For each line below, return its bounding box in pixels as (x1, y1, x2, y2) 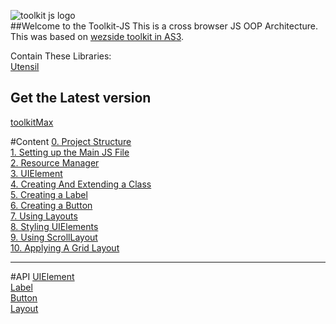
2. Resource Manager (10, 156, 100, 169)
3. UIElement (10, 167, 63, 179)
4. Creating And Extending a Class (10, 178, 152, 190)
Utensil (10, 61, 40, 72)
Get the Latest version (10, 90, 152, 107)
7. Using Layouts (10, 210, 78, 222)
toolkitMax (10, 116, 54, 128)
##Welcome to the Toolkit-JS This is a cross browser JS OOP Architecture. (10, 20, 319, 32)
